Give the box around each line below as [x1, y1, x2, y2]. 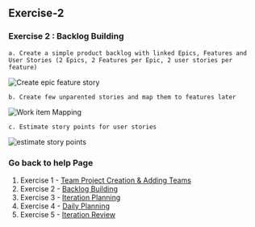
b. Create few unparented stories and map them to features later [8, 93, 236, 101]
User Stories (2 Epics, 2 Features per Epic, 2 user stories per [8, 56, 232, 64]
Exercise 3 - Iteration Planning [19, 192, 121, 202]
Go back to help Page [8, 157, 94, 168]
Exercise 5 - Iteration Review [19, 209, 115, 219]
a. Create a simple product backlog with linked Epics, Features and [8, 48, 248, 57]
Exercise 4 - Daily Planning [19, 201, 111, 211]
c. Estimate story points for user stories [8, 123, 157, 131]
